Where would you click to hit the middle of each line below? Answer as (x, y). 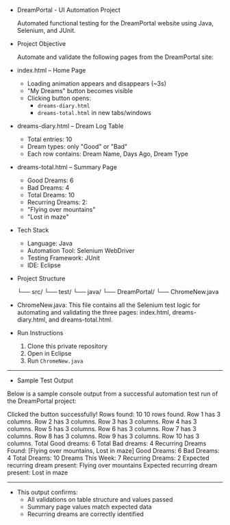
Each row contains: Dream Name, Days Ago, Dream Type (107, 154)
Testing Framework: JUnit (64, 258)
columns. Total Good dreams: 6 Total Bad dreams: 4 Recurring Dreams (107, 443)
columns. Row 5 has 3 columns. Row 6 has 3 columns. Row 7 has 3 (102, 429)
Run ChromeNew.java (55, 361)
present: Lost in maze (38, 473)
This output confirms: (47, 492)
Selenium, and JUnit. (46, 30)
